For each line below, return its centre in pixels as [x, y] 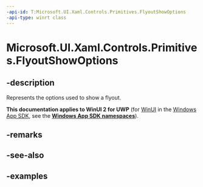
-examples [27, 176]
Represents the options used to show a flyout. [64, 97]
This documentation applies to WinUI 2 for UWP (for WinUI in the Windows [101, 109]
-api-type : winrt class [36, 18]
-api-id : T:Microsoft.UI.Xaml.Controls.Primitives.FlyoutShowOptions [96, 12]
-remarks [24, 134]
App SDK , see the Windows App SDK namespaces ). [72, 115]
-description [30, 83]
